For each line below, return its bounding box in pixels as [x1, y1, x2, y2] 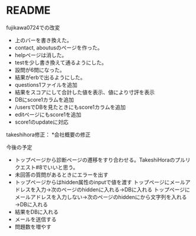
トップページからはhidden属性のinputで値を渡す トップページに [14, 178, 170, 185]
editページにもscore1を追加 [14, 111, 82, 118]
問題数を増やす [14, 223, 52, 230]
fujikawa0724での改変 [6, 24, 60, 31]
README [6, 4, 51, 17]
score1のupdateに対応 [14, 118, 69, 125]
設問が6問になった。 [14, 66, 65, 73]
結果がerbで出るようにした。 [14, 74, 86, 81]
